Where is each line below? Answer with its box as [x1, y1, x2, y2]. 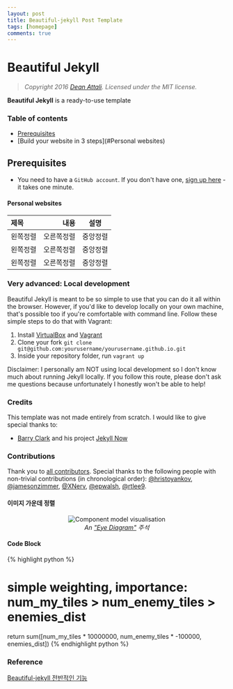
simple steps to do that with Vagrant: [7, 317, 113, 325]
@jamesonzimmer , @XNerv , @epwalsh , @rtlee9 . [7, 482, 147, 490]
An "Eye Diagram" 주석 [84, 523, 150, 531]
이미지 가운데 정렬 [7, 499, 56, 507]
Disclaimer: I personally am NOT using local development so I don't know [7, 365, 217, 373]
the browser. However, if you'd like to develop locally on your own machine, [7, 302, 224, 310]
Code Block [7, 540, 42, 548]
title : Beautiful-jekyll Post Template [7, 17, 123, 24]
